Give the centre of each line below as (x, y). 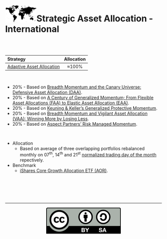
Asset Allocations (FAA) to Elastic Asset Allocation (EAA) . (71, 103)
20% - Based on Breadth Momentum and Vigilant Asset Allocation (80, 114)
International (32, 29)
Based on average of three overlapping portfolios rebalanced (82, 149)
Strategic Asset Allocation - (95, 19)
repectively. (32, 160)
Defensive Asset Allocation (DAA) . (47, 92)
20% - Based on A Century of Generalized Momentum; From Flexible (83, 98)
